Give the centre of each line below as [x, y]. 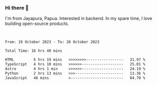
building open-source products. [37, 23]
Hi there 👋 [17, 8]
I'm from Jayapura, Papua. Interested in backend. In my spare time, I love [79, 19]
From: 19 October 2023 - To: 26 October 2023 [52, 42]
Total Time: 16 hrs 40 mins [34, 51]
